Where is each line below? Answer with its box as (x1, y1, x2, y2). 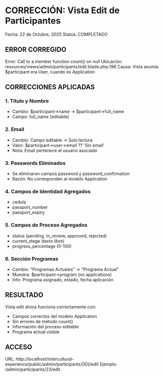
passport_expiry (12, 210, 45, 216)
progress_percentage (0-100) (12, 243, 72, 249)
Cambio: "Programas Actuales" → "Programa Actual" (12, 266, 119, 272)
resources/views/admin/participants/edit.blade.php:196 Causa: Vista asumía (5, 63, 159, 69)
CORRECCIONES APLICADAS (5, 83, 95, 91)
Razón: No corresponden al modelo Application (12, 176, 107, 182)
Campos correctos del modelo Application (12, 313, 98, 319)
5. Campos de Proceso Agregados (5, 222, 88, 229)
